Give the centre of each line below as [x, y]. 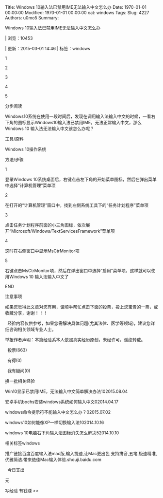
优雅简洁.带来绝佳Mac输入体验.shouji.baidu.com [53, 460]
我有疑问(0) [19, 371]
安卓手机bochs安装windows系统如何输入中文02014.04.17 [62, 402]
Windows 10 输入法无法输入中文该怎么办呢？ [50, 129]
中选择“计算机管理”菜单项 [30, 185]
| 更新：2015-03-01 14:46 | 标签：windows [48, 48]
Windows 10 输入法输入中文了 [39, 277]
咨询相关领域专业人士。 [33, 329]
